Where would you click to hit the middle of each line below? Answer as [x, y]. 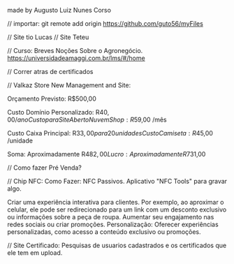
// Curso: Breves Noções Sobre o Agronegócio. [75, 51]
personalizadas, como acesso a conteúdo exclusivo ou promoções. [104, 232]
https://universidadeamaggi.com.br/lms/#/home [76, 58]
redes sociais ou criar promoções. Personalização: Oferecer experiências [113, 224]
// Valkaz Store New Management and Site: [69, 85]
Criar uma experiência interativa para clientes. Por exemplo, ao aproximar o [116, 202]
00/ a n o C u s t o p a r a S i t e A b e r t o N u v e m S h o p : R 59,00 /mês [87, 119]
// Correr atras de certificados [50, 72]
